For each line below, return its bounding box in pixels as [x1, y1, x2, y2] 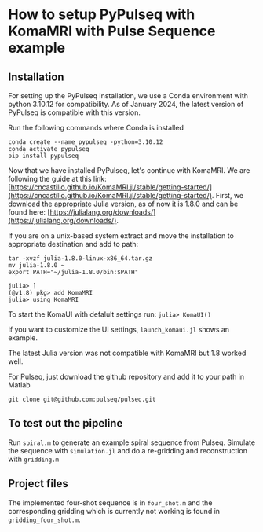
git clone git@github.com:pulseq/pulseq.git [8, 395, 156, 403]
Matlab [8, 380, 31, 390]
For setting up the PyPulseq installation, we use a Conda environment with [8, 91, 249, 100]
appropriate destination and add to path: [8, 240, 139, 248]
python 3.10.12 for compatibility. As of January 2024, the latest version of [8, 100, 244, 108]
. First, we [211, 191, 244, 200]
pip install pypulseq [8, 152, 79, 160]
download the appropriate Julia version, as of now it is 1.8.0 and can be [8, 199, 239, 208]
